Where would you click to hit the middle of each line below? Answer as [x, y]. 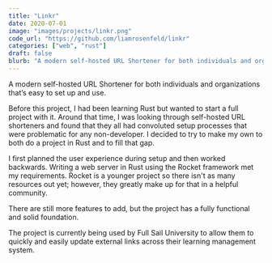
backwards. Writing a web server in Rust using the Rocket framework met [131, 167]
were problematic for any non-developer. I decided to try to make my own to [136, 134]
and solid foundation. [44, 217]
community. [28, 193]
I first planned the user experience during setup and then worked [117, 158]
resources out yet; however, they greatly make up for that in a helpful [123, 184]
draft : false [30, 53]
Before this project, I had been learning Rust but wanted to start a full [123, 108]
